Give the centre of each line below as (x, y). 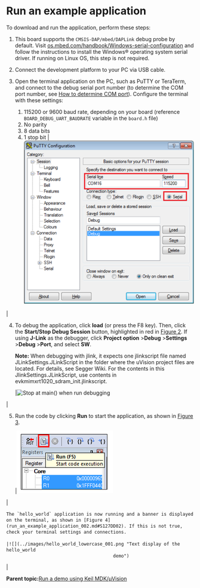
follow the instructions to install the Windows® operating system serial (101, 51)
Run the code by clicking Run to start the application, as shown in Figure (104, 416)
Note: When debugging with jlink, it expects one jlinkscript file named (100, 356)
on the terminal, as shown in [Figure (54, 521)
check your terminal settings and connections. (67, 532)
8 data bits (37, 131)
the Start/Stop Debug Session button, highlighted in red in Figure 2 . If (101, 332)
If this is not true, (156, 527)
